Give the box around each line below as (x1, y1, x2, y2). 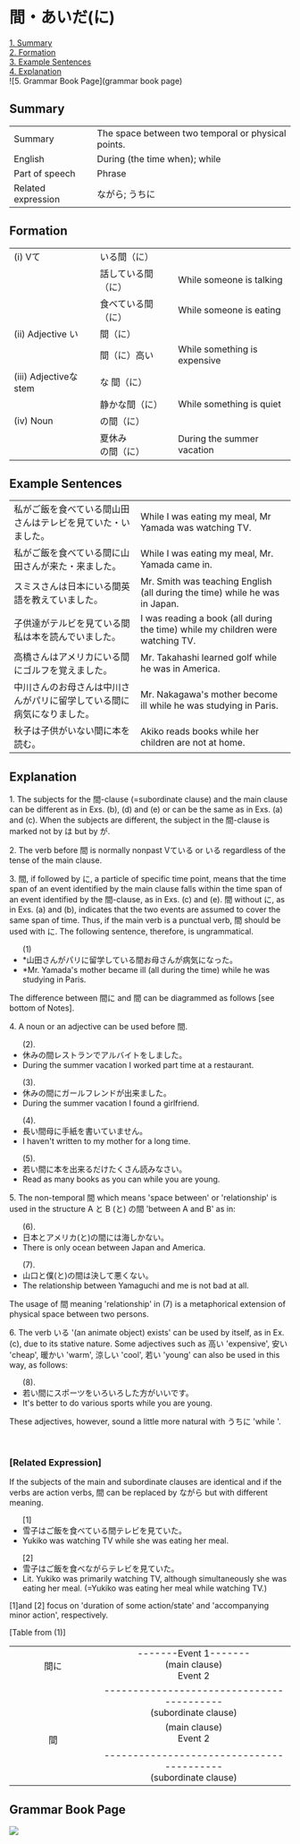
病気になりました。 (13, 708, 96, 721)
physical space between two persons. (9, 1309, 149, 1319)
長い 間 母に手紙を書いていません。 (21, 1126, 147, 1137)
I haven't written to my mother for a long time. (21, 1136, 191, 1147)
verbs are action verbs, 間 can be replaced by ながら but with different (9, 1487, 268, 1498)
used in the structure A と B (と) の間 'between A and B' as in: (9, 1204, 237, 1215)
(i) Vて (13, 251, 41, 263)
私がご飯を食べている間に (13, 547, 121, 559)
